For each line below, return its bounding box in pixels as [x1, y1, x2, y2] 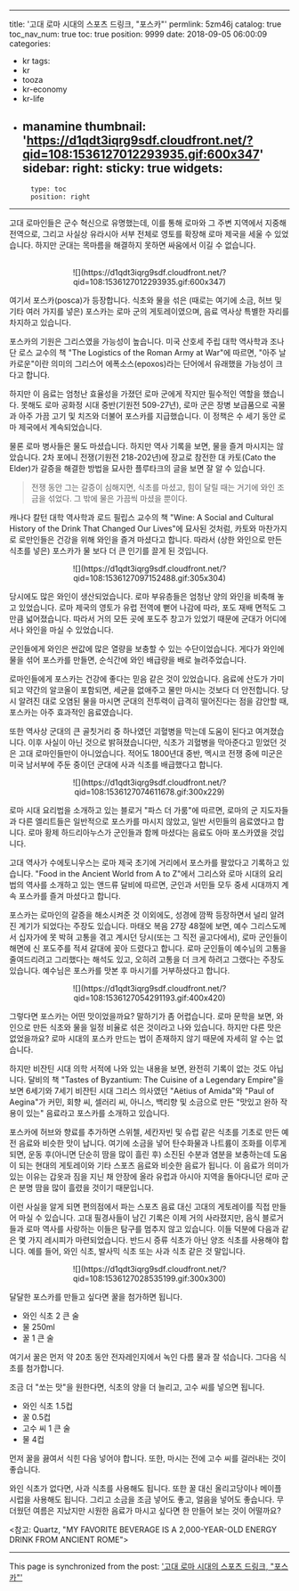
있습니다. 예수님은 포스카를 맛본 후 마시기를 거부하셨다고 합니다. [9, 965, 230, 975]
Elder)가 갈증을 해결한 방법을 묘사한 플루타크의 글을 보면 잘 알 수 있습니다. [9, 462, 265, 473]
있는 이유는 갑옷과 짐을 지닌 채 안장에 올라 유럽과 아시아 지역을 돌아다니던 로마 [9, 1171, 280, 1181]
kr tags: [21, 55, 51, 66]
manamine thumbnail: [21, 119, 147, 135]
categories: [9, 38, 51, 49]
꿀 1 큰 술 [21, 1333, 54, 1343]
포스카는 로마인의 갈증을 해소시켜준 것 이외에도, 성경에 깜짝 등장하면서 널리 [9, 910, 269, 920]
